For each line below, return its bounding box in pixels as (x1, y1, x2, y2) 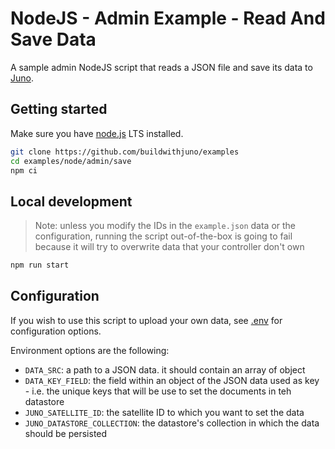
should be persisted (24, 427, 108, 439)
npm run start (10, 260, 70, 271)
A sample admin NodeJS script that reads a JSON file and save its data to (10, 61, 313, 73)
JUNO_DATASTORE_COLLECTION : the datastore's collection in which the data (24, 417, 320, 429)
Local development (10, 193, 133, 210)
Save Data (10, 28, 97, 51)
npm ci (10, 165, 38, 176)
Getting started (10, 101, 108, 118)
